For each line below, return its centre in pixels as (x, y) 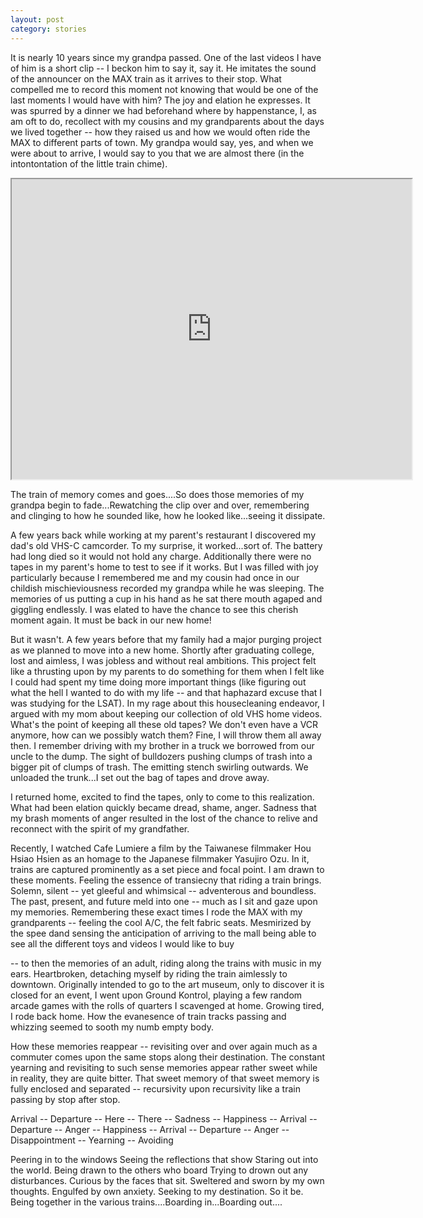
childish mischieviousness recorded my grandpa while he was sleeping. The (167, 588)
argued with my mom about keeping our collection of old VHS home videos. (166, 713)
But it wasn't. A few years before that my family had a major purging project (166, 639)
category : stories (48, 29)
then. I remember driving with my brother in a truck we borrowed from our (162, 745)
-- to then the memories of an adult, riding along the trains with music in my (166, 963)
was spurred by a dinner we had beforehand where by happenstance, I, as (163, 110)
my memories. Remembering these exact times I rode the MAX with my (156, 912)
